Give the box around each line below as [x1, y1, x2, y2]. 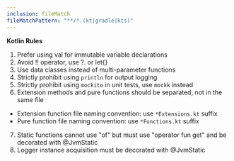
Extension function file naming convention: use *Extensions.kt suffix [16, 109, 218, 118]
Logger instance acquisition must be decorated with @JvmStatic [16, 145, 206, 154]
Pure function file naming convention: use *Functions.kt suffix [16, 116, 199, 125]
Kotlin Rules [6, 36, 43, 45]
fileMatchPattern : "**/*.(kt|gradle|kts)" [6, 17, 134, 24]
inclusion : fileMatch [6, 10, 71, 18]
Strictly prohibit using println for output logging [16, 72, 158, 82]
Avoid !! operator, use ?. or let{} [16, 57, 108, 66]
